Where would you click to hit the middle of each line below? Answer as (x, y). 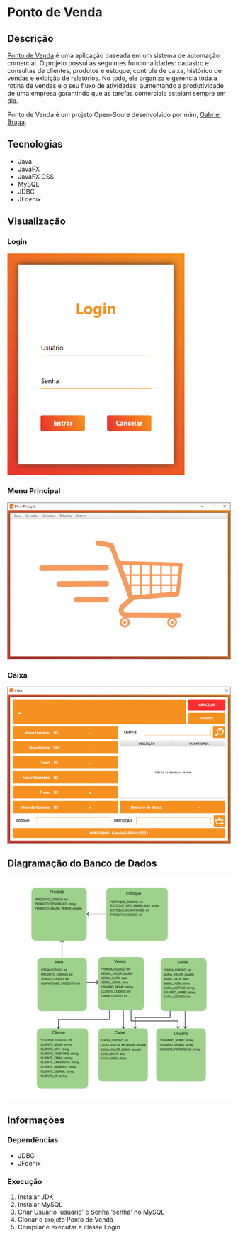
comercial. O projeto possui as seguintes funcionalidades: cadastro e (108, 63)
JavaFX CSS (36, 176)
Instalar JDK (35, 1197)
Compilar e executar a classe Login (69, 1227)
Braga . (17, 122)
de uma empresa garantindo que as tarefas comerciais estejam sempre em (117, 93)
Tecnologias (35, 144)
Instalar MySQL (40, 1205)
